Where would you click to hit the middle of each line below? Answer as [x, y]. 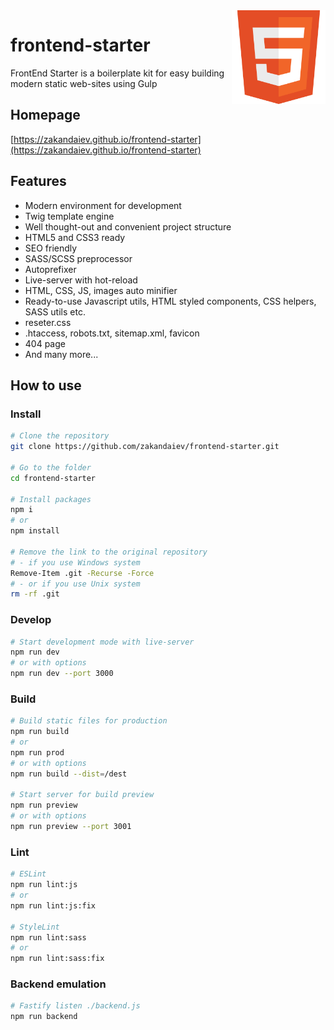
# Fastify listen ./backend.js [75, 1006]
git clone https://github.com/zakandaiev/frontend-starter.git [145, 447]
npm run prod [37, 752]
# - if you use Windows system [75, 562]
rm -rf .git [35, 594]
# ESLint [28, 874]
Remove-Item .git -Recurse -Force [82, 573]
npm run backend [44, 1017]
